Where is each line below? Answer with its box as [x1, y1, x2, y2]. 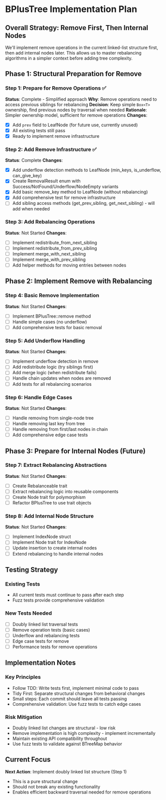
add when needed [12, 206, 50, 212]
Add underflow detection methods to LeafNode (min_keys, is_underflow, [12, 167, 162, 173]
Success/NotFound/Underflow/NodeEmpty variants [12, 184, 119, 190]
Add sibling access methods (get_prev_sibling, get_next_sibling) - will [12, 200, 155, 206]
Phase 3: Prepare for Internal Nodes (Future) [5, 447, 146, 455]
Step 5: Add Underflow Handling [5, 337, 85, 344]
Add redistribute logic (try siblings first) [12, 364, 93, 370]
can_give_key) [12, 173, 42, 179]
